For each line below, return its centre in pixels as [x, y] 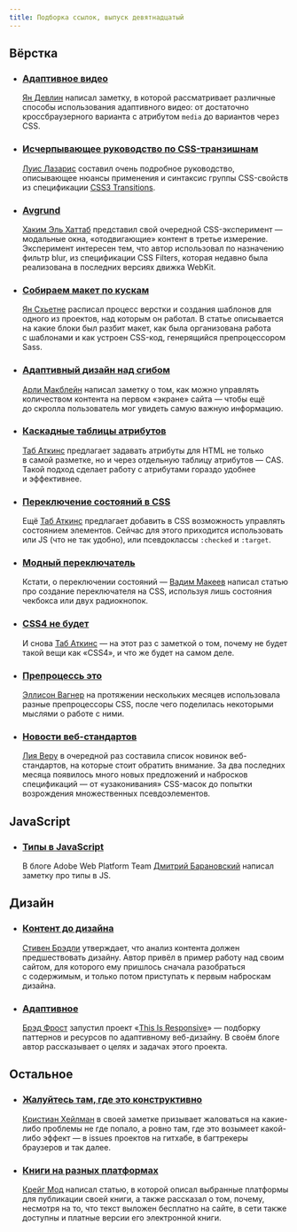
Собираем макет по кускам [85, 290]
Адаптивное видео [65, 78]
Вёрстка [34, 54]
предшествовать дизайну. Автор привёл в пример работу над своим [153, 957]
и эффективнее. [52, 479]
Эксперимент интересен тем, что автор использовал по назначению [153, 248]
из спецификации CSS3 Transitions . [89, 187]
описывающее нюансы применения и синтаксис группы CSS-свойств [155, 177]
